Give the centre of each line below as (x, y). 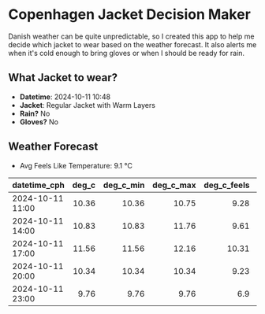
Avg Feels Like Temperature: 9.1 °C (76, 165)
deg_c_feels (227, 185)
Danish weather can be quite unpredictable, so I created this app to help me (131, 36)
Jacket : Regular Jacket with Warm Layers (88, 105)
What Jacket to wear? (63, 78)
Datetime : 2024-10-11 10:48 (65, 97)
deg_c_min (124, 185)
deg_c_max (174, 185)
